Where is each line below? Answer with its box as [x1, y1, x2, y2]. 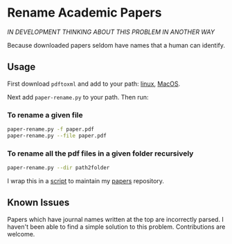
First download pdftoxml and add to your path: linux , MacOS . [7, 79, 181, 88]
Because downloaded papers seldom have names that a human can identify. [7, 41, 226, 49]
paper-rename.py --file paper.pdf [7, 132, 107, 139]
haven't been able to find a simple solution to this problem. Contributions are [7, 223, 226, 231]
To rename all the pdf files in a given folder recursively [7, 149, 194, 158]
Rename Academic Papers [7, 5, 162, 21]
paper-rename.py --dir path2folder [7, 165, 110, 171]
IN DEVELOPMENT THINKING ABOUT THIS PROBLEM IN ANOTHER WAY [7, 28, 215, 36]
